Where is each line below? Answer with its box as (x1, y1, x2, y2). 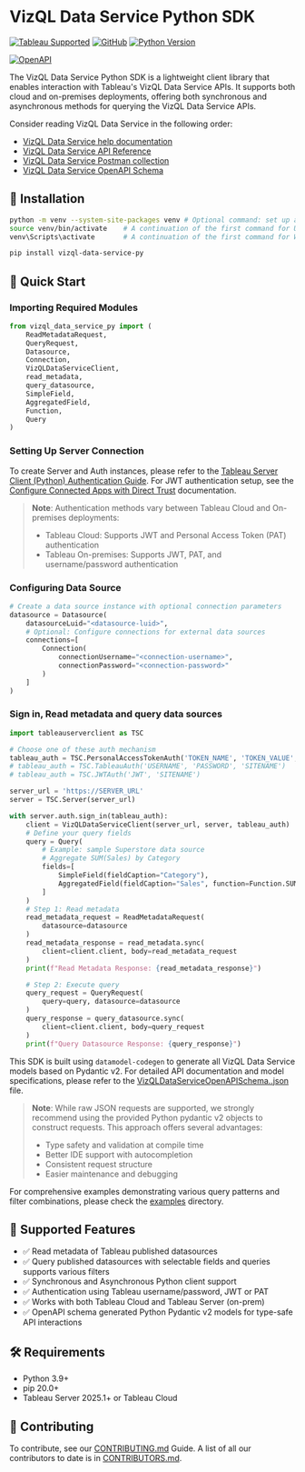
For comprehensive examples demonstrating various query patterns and (9, 1186, 280, 1197)
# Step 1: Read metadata (25, 905, 120, 914)
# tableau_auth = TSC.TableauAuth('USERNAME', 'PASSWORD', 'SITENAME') (9, 762, 286, 771)
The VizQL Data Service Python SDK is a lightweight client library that (9, 71, 270, 83)
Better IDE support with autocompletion (44, 1148, 193, 1160)
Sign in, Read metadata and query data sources (9, 707, 222, 720)
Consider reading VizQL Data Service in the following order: (9, 118, 233, 129)
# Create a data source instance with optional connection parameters (9, 602, 282, 611)
